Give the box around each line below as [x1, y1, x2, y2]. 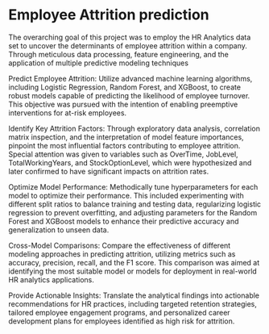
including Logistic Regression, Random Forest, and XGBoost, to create [8, 82, 242, 92]
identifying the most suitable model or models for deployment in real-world [8, 266, 258, 276]
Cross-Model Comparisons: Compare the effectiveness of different [8, 240, 231, 250]
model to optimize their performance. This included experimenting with [8, 190, 244, 200]
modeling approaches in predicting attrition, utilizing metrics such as [8, 248, 236, 259]
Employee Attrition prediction [8, 6, 209, 24]
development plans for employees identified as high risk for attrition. [8, 316, 235, 326]
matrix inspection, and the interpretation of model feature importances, [8, 132, 244, 142]
